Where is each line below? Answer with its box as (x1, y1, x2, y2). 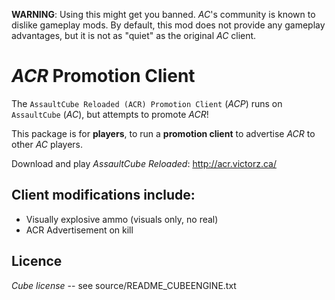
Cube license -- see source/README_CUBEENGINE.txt (11, 279, 237, 291)
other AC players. (11, 138, 84, 150)
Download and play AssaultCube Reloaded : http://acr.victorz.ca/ (11, 157, 277, 169)
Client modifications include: (11, 187, 196, 204)
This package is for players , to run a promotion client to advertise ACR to (11, 127, 316, 139)
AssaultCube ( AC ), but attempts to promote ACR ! (11, 108, 209, 120)
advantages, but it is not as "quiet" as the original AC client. (11, 30, 257, 41)
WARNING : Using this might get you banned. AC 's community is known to (11, 9, 316, 20)
